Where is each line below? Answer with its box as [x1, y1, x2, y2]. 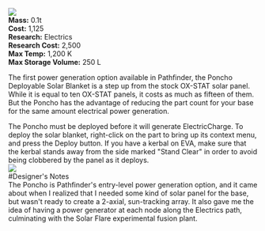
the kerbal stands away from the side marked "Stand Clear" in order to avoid [8, 147, 258, 156]
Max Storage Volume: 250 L [8, 58, 101, 66]
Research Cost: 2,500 [8, 40, 81, 50]
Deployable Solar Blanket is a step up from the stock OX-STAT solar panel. [8, 81, 251, 90]
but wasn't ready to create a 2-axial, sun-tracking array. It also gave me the [8, 197, 255, 206]
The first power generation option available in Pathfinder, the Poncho [8, 73, 233, 82]
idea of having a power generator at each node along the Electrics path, [8, 206, 243, 214]
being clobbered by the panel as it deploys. [8, 155, 150, 165]
